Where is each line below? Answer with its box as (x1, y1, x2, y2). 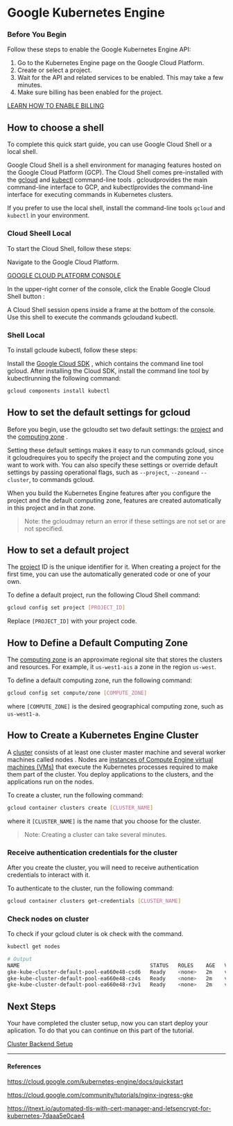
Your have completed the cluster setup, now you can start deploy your (7, 1019, 208, 1028)
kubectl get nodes (7, 943, 60, 951)
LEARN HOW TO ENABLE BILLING (7, 102, 105, 110)
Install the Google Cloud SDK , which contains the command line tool (7, 359, 203, 367)
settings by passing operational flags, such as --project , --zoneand (7, 468, 200, 476)
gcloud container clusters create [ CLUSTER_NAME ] (7, 804, 154, 811)
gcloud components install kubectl (7, 387, 110, 395)
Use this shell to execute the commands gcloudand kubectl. (7, 313, 178, 321)
